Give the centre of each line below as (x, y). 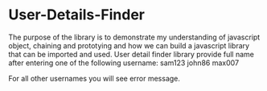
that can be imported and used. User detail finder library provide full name (131, 54)
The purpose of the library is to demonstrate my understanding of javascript (134, 37)
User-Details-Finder (77, 15)
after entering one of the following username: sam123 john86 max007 (124, 63)
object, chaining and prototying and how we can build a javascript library (129, 45)
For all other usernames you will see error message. (94, 78)
